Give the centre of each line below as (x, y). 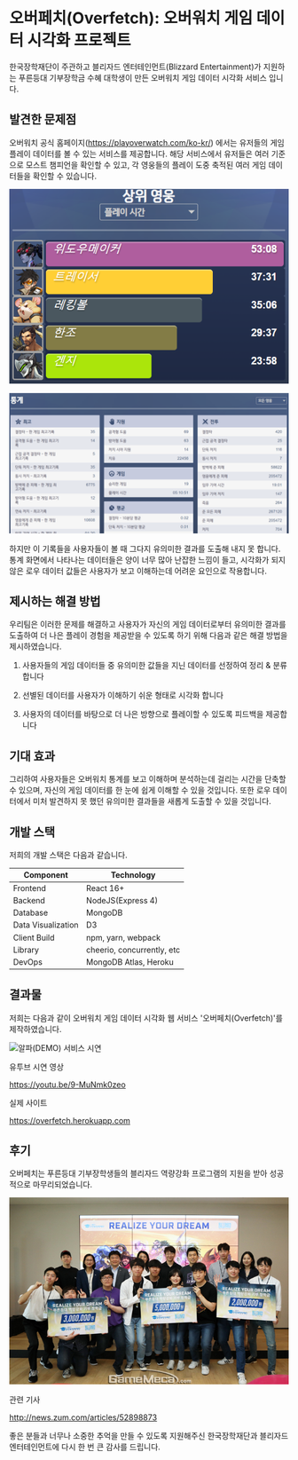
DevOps (27, 962)
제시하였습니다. (35, 647)
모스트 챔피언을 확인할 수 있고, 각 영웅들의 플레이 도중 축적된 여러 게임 (146, 164)
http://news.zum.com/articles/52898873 (83, 1417)
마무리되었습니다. (63, 1185)
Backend (29, 900)
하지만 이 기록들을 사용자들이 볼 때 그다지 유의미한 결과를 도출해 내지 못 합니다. (145, 548)
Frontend (30, 888)
